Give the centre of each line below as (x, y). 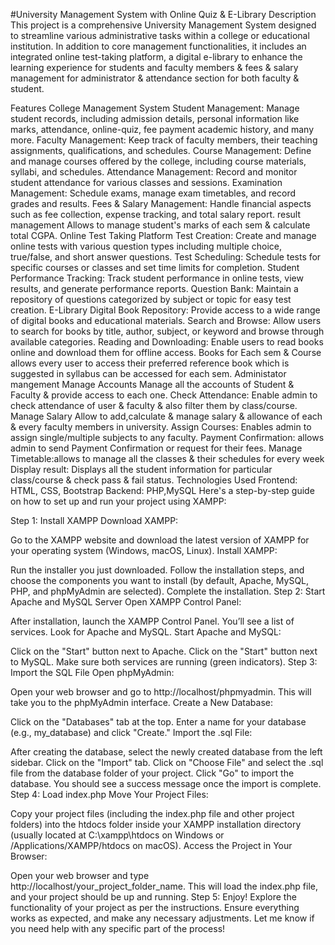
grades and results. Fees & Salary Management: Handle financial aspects (161, 203)
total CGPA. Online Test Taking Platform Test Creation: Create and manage (163, 235)
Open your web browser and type (80, 875)
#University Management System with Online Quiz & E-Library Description (163, 14)
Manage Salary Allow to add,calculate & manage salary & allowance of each (166, 416)
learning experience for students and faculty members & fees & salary (154, 67)
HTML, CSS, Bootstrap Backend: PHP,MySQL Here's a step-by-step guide (162, 490)
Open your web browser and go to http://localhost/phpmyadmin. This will (161, 692)
